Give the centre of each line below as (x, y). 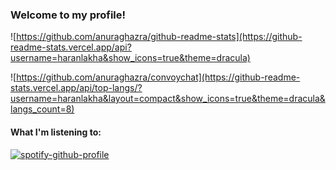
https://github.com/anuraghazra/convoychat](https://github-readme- (158, 77)
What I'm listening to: (56, 132)
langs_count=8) (42, 109)
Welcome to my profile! (68, 15)
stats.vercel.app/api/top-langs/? (76, 88)
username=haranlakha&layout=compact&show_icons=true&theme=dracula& (168, 99)
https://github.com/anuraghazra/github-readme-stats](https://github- (159, 37)
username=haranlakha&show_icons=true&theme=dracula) (130, 58)
